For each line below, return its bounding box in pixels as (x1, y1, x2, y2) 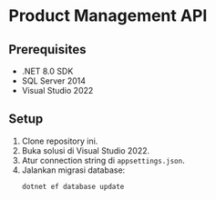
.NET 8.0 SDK (21, 65, 74, 76)
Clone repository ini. (21, 135, 98, 146)
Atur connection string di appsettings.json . (21, 155, 185, 165)
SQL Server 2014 (21, 75, 87, 86)
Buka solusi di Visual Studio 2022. (21, 145, 150, 155)
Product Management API (8, 5, 208, 26)
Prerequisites (8, 42, 87, 57)
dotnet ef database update (21, 182, 125, 191)
